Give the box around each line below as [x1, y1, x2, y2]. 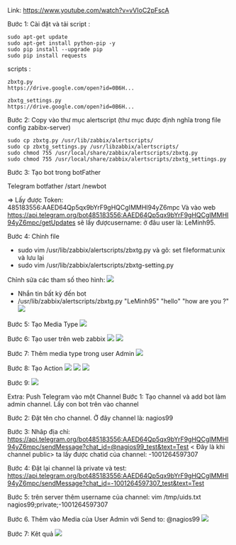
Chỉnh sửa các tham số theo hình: [7, 276, 106, 284]
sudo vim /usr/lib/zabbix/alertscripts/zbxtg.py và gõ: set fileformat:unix [17, 246, 225, 254]
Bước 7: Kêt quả [7, 529, 54, 538]
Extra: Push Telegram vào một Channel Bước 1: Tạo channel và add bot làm [7, 392, 227, 401]
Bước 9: [7, 379, 30, 387]
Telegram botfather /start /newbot [7, 182, 107, 190]
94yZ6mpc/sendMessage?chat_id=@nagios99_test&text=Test [7, 443, 189, 450]
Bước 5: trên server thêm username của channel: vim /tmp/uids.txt [7, 493, 201, 501]
